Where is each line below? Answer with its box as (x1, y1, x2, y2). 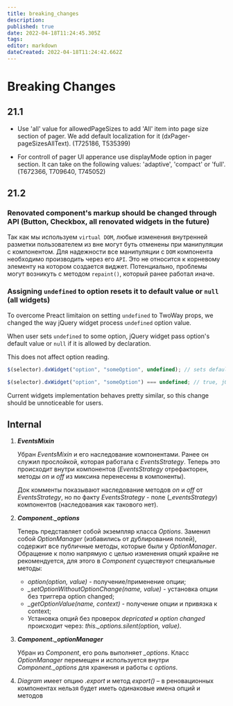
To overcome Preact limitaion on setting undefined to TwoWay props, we (7, 311, 214, 319)
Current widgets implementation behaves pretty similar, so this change (7, 391, 209, 399)
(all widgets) (7, 295, 51, 305)
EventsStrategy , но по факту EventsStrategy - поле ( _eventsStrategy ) (17, 493, 218, 502)
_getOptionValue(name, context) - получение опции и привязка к (27, 600, 218, 608)
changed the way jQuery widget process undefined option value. (7, 318, 192, 326)
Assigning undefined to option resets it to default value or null (7, 287, 219, 297)
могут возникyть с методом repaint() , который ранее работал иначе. (7, 270, 215, 278)
